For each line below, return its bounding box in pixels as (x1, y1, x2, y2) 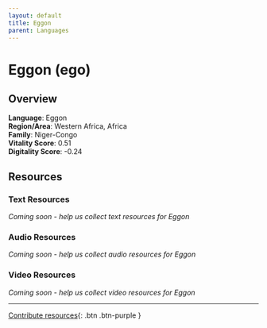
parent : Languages (8, 26, 69, 34)
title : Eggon (8, 19, 52, 27)
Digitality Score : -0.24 (8, 147, 83, 156)
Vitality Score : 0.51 (8, 138, 72, 148)
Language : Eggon (8, 113, 68, 123)
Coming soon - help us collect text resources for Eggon (8, 212, 190, 222)
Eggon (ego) (8, 60, 91, 79)
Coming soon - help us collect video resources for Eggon (8, 287, 196, 297)
